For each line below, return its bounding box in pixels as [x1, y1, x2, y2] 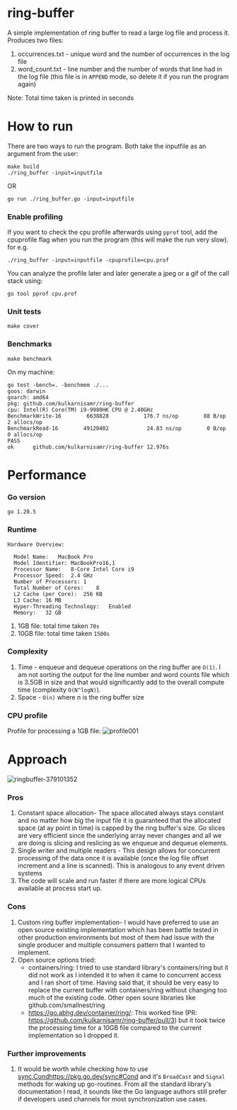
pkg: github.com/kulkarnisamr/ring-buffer [7, 400, 134, 407]
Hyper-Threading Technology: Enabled [13, 602, 132, 610]
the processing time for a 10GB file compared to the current [28, 1023, 202, 1032]
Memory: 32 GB [13, 609, 62, 616]
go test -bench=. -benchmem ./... [7, 381, 110, 388]
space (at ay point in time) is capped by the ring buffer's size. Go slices [17, 824, 226, 832]
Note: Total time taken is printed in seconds [7, 94, 134, 102]
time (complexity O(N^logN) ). [17, 685, 101, 694]
